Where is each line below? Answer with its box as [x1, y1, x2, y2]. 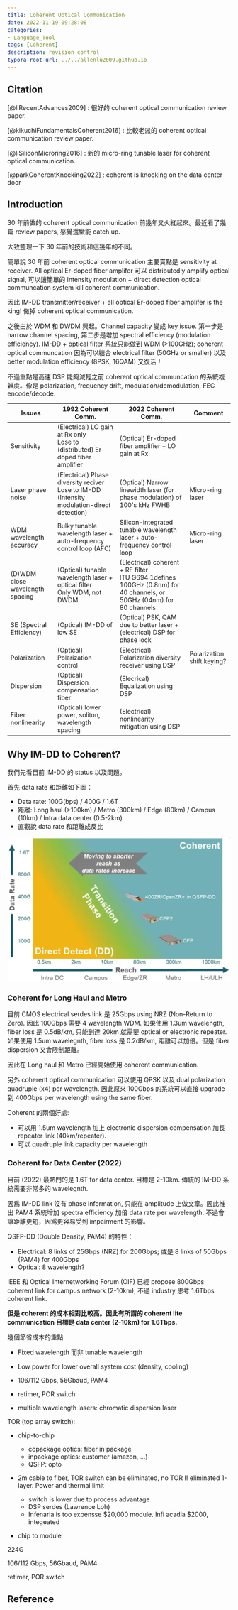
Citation [7, 84, 44, 96]
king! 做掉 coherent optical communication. [7, 306, 134, 315]
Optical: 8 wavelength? [17, 1263, 85, 1271]
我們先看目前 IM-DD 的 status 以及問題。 [7, 768, 126, 777]
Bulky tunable [57, 522, 98, 531]
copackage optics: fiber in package [28, 1445, 132, 1453]
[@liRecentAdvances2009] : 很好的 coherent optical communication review [7, 103, 227, 111]
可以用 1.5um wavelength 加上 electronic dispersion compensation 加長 [17, 1124, 225, 1132]
